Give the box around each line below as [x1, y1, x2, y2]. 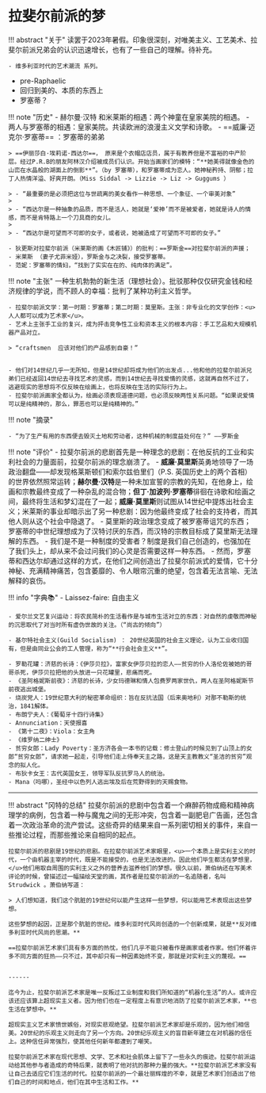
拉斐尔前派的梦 [8, 7, 106, 25]
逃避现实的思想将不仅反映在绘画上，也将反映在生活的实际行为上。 [8, 383, 192, 391]
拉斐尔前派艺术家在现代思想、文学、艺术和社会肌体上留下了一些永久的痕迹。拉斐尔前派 [8, 1053, 250, 1061]
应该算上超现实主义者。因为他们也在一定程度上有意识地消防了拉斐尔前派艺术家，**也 [19, 996, 257, 1005]
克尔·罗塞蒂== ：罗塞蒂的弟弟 [8, 132, 105, 141]
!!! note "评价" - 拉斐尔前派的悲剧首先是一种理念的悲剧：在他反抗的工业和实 [8, 447, 255, 457]
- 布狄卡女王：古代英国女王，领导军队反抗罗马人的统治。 [8, 770, 169, 778]
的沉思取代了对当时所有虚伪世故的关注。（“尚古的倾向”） [8, 621, 166, 629]
